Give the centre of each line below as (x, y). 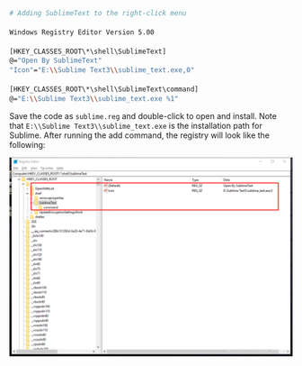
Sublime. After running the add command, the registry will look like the (139, 135)
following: (27, 144)
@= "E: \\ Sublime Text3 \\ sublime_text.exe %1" (94, 98)
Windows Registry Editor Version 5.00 (82, 32)
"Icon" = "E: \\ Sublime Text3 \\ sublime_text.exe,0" (102, 70)
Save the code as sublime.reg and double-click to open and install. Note (143, 115)
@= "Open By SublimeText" (56, 61)
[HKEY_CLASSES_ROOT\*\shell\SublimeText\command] (104, 89)
